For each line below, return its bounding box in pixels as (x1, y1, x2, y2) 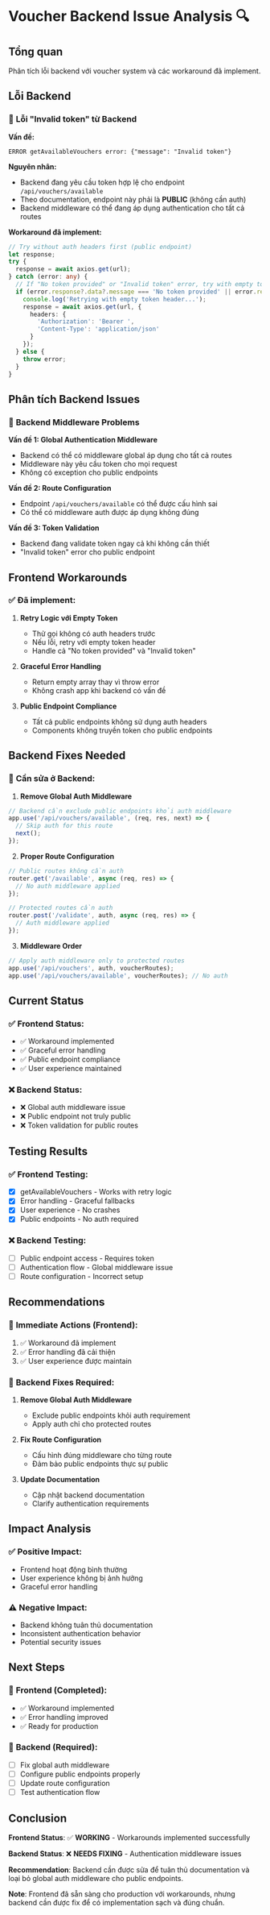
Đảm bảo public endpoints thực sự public (31, 1459, 169, 1468)
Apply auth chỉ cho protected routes (31, 1419, 152, 1428)
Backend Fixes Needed (8, 749, 126, 762)
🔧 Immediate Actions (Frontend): (8, 1319, 138, 1331)
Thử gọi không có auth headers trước (31, 629, 156, 638)
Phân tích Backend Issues (8, 393, 141, 406)
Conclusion (8, 1811, 67, 1825)
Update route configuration (19, 1778, 110, 1788)
